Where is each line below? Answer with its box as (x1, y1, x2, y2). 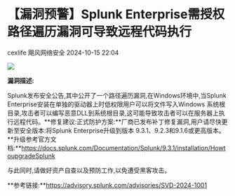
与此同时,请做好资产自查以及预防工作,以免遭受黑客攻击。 (7, 166, 171, 174)
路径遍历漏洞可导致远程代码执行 (7, 24, 192, 40)
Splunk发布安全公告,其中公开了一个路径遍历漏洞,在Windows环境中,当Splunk (7, 91, 227, 99)
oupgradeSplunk (7, 151, 55, 160)
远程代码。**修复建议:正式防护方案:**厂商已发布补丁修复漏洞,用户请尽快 (13, 117, 222, 126)
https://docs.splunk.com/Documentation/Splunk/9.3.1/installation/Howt (21, 143, 226, 152)
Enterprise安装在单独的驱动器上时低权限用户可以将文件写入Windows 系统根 (7, 99, 226, 108)
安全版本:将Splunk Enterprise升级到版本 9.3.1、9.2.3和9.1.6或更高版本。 (19, 126, 226, 134)
